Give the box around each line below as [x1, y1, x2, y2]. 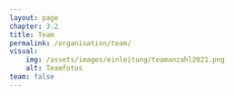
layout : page [9, 13, 59, 23]
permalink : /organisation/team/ [9, 38, 132, 48]
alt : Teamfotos [25, 64, 83, 73]
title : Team [9, 30, 54, 39]
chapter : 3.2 [9, 22, 59, 31]
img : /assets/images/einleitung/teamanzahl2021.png [25, 55, 225, 64]
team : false [9, 72, 54, 81]
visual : [9, 47, 39, 56]
